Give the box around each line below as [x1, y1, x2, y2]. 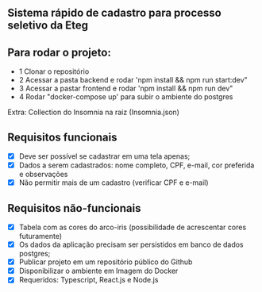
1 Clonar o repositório [18, 67, 90, 76]
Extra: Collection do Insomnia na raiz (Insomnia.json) [7, 107, 180, 117]
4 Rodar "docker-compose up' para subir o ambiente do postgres [18, 92, 233, 102]
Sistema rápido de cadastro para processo [7, 6, 222, 20]
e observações [18, 170, 68, 179]
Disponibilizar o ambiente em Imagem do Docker [18, 266, 179, 276]
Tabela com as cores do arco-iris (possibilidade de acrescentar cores [18, 222, 247, 232]
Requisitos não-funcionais [7, 202, 141, 215]
